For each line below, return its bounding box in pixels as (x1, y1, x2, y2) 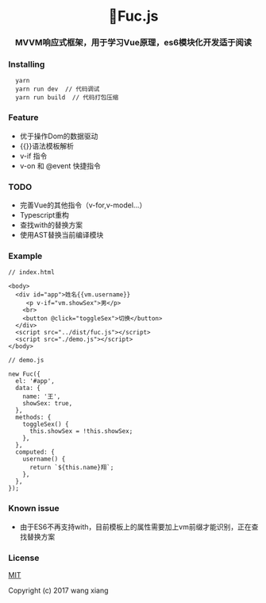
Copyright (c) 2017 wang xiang (8, 586, 109, 595)
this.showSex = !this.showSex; (29, 427, 133, 435)
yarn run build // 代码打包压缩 (15, 94, 119, 102)
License (8, 552, 40, 563)
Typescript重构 (19, 211, 69, 219)
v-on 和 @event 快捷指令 (19, 160, 102, 170)
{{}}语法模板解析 (19, 141, 74, 150)
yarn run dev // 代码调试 (15, 85, 100, 94)
